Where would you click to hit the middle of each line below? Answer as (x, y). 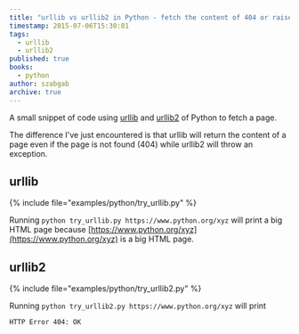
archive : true (36, 92)
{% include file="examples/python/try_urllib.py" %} (103, 203)
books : (21, 68)
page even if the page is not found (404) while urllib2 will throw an (131, 144)
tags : (19, 34)
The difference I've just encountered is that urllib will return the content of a (148, 134)
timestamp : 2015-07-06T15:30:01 (69, 26)
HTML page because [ (50, 230)
